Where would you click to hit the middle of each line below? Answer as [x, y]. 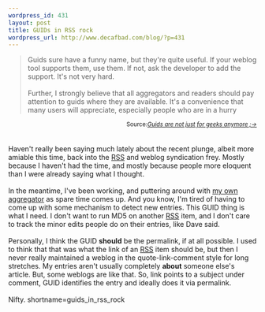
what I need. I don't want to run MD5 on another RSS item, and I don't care [129, 216]
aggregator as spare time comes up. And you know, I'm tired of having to [127, 199]
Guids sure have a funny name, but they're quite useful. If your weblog [142, 60]
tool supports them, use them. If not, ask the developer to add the [134, 69]
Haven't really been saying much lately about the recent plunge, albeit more [131, 149]
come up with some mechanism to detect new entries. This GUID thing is [127, 208]
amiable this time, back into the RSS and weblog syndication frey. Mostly [126, 158]
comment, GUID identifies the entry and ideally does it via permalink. [120, 283]
